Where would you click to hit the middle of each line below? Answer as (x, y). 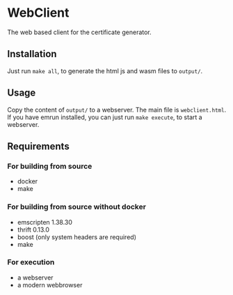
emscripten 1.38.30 (45, 222)
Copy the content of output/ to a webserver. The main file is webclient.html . (117, 109)
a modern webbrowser (50, 285)
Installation (32, 54)
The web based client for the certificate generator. (79, 32)
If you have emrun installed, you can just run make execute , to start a (105, 117)
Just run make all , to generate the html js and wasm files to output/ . (105, 70)
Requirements (38, 146)
